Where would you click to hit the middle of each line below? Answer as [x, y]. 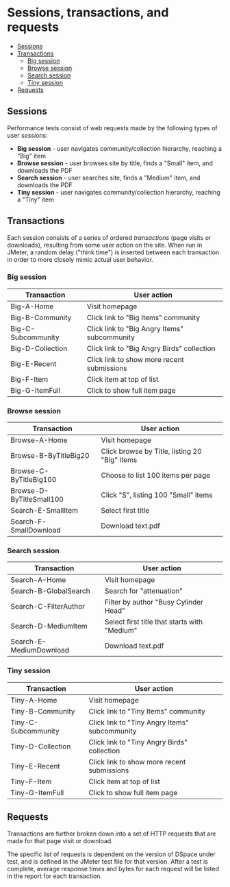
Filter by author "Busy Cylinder [154, 603]
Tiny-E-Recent [35, 766]
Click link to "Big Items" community [143, 317]
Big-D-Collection [39, 348]
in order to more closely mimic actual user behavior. [80, 259]
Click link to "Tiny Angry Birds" [138, 742]
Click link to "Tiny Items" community [147, 711]
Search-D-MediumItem [49, 627]
